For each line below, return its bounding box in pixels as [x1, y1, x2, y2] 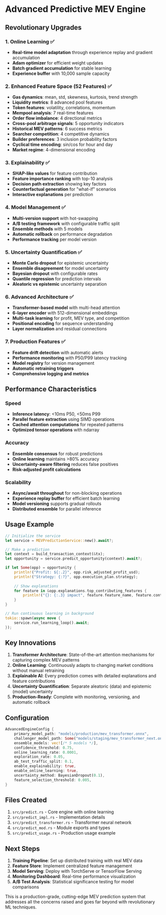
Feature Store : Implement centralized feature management [12, 863, 132, 869]
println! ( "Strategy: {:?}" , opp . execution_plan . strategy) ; [14, 574, 138, 579]
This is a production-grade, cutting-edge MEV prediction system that [5, 894, 146, 900]
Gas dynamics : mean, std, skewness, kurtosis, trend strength [12, 94, 138, 100]
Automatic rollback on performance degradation [12, 231, 113, 237]
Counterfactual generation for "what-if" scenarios [12, 186, 116, 192]
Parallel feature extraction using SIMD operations [12, 416, 115, 422]
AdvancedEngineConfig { [5, 727, 54, 732]
